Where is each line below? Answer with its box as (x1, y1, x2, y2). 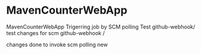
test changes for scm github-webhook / (6, 29, 105, 36)
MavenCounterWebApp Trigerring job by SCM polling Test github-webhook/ (6, 23, 196, 30)
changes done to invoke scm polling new (6, 41, 108, 48)
